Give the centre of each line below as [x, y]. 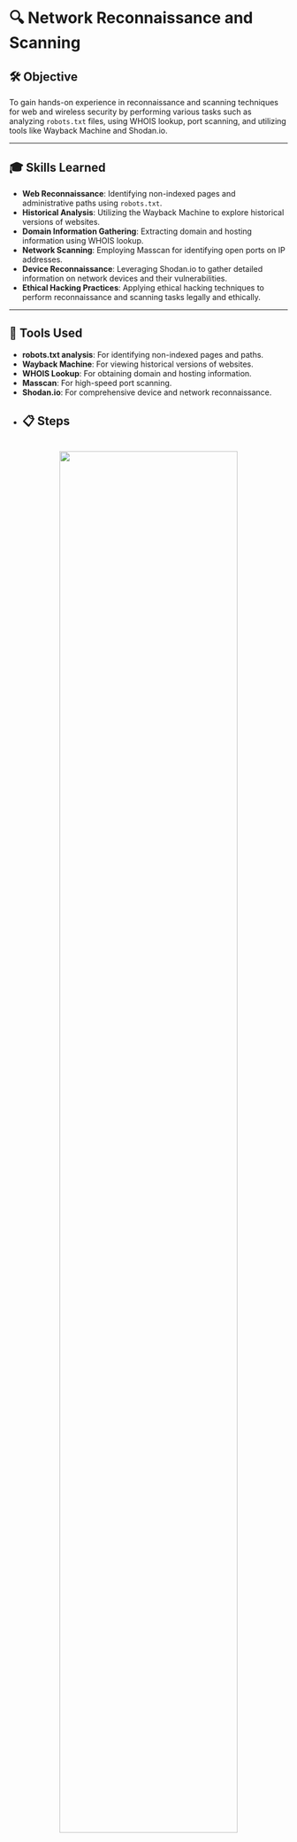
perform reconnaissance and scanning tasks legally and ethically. [141, 297]
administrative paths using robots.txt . [92, 203]
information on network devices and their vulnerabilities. [125, 278]
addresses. [42, 259]
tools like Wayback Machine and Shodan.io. [88, 131]
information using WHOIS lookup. [83, 240]
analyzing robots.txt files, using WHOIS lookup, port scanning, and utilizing [148, 121]
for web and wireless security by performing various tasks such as [130, 112]
